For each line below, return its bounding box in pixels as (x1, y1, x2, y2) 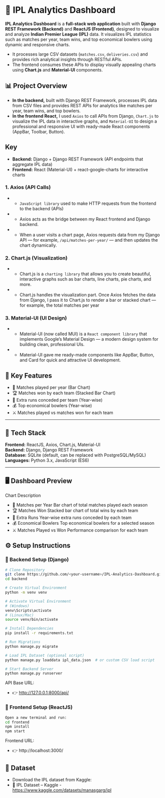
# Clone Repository (5, 567, 45, 573)
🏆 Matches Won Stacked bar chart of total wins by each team (12, 507, 138, 513)
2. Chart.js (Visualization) (5, 255, 68, 261)
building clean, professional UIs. (19, 342, 85, 348)
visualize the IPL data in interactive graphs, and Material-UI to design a (12, 118, 157, 124)
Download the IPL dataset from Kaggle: (12, 776, 92, 782)
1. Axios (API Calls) (5, 184, 51, 191)
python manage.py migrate (5, 644, 58, 649)
